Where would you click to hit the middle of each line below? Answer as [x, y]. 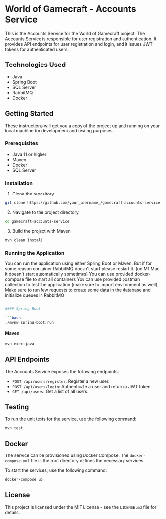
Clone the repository [33, 194]
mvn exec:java [20, 344]
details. [13, 512]
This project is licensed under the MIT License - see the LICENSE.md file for [81, 507]
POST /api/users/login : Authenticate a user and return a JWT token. [82, 386]
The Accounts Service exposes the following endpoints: [62, 371]
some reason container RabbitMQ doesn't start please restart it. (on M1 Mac [82, 269]
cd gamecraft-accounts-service [37, 222]
